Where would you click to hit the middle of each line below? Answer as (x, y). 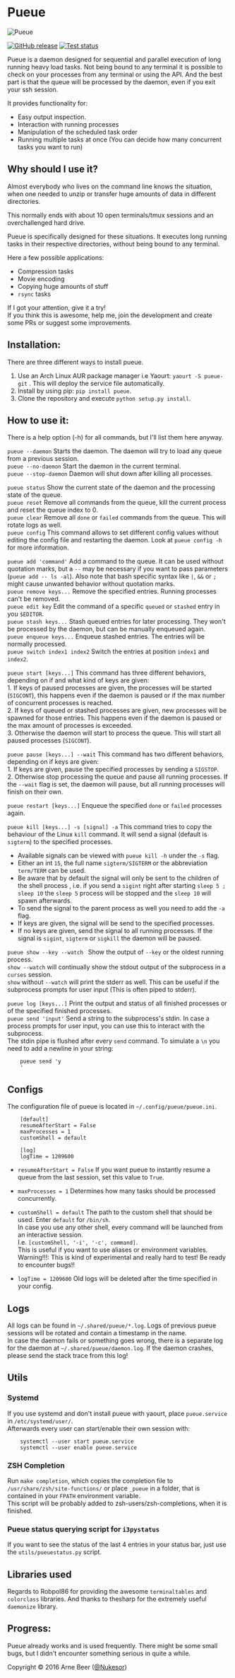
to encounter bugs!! (46, 1265)
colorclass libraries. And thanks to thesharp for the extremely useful (107, 1599)
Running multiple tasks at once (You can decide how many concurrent (120, 139)
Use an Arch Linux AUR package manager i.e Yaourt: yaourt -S (109, 375)
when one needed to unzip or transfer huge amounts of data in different (112, 194)
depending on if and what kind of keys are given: (78, 680)
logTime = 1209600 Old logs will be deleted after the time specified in (117, 1279)
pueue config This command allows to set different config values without (113, 532)
